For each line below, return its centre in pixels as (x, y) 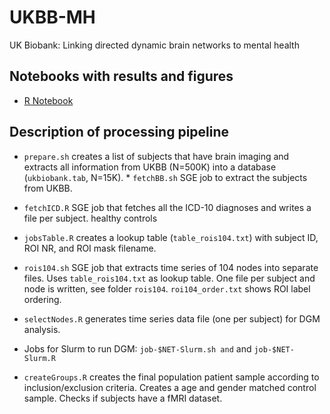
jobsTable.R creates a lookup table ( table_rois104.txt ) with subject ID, (171, 237)
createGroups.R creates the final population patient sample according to (171, 377)
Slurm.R (39, 358)
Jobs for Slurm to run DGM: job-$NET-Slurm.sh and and (137, 348)
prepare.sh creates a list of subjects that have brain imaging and (156, 156)
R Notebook (48, 100)
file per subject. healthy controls (90, 218)
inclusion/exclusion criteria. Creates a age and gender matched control (170, 387)
